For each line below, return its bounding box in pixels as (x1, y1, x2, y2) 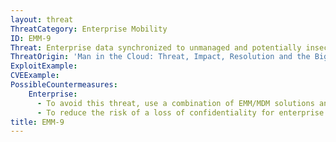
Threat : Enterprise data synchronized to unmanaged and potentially (10, 42, 302, 53)
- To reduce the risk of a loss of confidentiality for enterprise (36, 107, 325, 118)
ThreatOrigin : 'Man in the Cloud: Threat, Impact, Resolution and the (10, 52, 311, 62)
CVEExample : (10, 71, 60, 81)
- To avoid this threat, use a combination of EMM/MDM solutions (36, 98, 315, 108)
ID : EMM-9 (10, 33, 52, 43)
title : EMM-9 (10, 117, 65, 127)
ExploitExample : (10, 61, 78, 71)
